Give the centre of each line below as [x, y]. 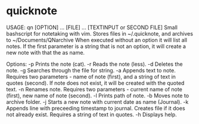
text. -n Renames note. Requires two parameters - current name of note [94, 89]
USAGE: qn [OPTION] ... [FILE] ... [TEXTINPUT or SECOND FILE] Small [92, 27]
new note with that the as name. [46, 52]
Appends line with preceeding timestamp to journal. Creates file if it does [96, 108]
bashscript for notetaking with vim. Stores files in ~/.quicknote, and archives [100, 33]
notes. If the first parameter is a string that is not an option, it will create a [96, 46]
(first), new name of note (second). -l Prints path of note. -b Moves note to [98, 96]
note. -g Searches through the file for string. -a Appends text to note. [91, 70]
